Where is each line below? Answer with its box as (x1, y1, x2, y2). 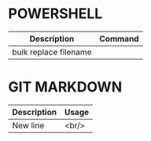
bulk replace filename (12, 46, 92, 58)
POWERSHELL (8, 5, 103, 23)
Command (99, 33, 139, 44)
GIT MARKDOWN (8, 78, 123, 96)
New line (12, 120, 45, 131)
